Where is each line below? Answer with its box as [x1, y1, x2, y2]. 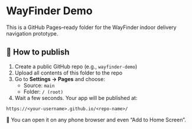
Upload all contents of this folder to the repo [14, 69, 123, 76]
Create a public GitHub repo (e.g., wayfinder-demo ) [14, 63, 138, 70]
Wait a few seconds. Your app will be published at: [14, 94, 138, 101]
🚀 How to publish [6, 47, 70, 57]
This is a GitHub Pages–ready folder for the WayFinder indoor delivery [6, 24, 177, 31]
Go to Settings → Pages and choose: [14, 75, 105, 82]
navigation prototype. [6, 30, 58, 37]
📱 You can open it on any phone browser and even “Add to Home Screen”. [6, 116, 186, 123]
